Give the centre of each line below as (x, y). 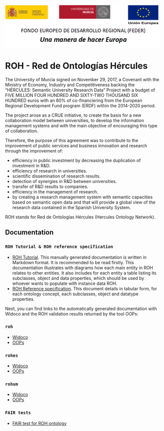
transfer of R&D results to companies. (50, 186)
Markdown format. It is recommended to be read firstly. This (73, 262)
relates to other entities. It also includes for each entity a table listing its (84, 273)
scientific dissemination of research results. (56, 176)
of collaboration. (22, 131)
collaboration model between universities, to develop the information (75, 120)
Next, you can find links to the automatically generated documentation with (81, 308)
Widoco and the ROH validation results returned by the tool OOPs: (72, 314)
